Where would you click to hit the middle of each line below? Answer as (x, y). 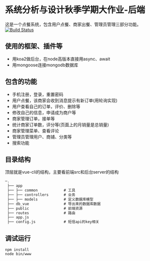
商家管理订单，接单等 (33, 118)
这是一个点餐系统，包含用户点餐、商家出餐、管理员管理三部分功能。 (73, 24)
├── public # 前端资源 (45, 208)
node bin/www (18, 254)
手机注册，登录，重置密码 (38, 94)
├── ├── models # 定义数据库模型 (50, 199)
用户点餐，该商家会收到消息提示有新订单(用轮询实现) (65, 100)
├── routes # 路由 (41, 213)
